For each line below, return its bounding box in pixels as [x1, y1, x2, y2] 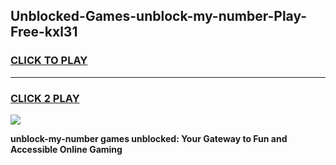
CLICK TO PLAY [10, 54, 88, 68]
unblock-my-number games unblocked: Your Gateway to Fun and [10, 132, 288, 144]
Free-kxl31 [10, 24, 78, 41]
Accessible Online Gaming [10, 143, 123, 155]
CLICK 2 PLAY [10, 91, 80, 105]
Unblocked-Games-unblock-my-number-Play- [10, 8, 308, 25]
